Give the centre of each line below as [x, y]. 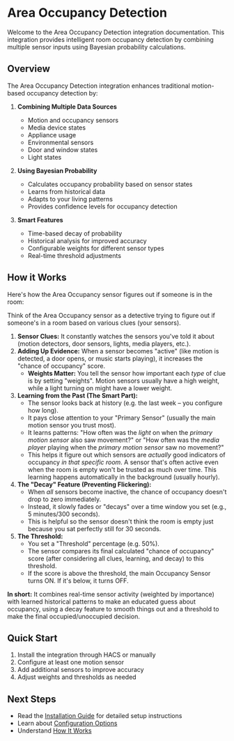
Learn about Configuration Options [67, 724]
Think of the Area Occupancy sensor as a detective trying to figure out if [111, 315]
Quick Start [32, 638]
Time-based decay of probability [75, 233]
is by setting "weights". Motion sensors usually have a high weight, [124, 381]
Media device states [56, 128]
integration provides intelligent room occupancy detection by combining [110, 39]
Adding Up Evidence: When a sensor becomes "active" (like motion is [118, 351]
